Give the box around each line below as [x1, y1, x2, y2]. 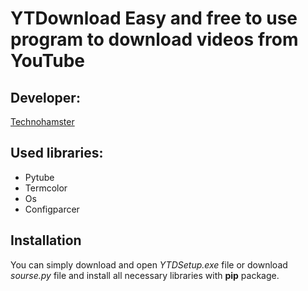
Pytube [24, 171, 55, 183]
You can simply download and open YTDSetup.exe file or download [10, 258, 288, 271]
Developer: [10, 89, 81, 106]
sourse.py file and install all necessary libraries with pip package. [10, 269, 280, 281]
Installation [10, 232, 82, 249]
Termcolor [24, 182, 68, 194]
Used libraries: [10, 145, 104, 162]
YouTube [10, 50, 85, 72]
